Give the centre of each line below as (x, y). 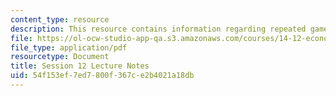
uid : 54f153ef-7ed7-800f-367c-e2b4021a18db (102, 76)
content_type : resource (60, 19)
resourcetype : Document (60, 57)
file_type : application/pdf (69, 47)
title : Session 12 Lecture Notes (80, 66)
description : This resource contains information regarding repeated (158, 29)
